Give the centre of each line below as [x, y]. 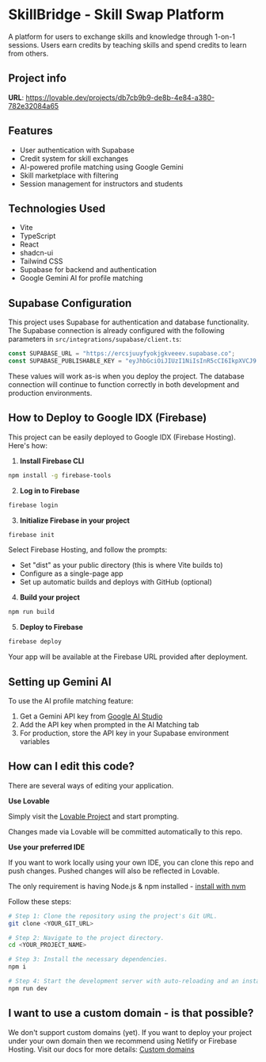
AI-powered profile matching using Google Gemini [101, 167]
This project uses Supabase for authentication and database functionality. [129, 322]
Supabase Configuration [70, 303]
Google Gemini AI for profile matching [81, 278]
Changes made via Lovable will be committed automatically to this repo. [125, 831]
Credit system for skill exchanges [74, 158]
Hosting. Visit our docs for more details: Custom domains [102, 1049]
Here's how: [28, 445]
